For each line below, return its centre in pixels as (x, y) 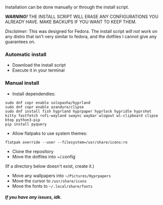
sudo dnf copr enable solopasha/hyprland (48, 102)
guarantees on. (20, 42)
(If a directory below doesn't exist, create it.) (50, 166)
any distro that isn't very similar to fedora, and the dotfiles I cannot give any (81, 37)
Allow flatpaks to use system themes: (50, 133)
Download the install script (39, 65)
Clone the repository (33, 151)
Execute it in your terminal (38, 70)
